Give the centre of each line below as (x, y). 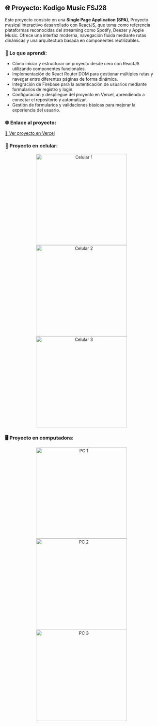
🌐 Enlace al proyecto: (31, 123)
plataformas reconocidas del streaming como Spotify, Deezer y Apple (75, 30)
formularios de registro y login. (43, 89)
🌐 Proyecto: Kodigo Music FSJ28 (56, 8)
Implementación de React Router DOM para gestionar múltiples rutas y (83, 74)
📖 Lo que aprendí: (26, 53)
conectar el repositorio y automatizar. (49, 100)
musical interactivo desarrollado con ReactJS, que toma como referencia (78, 25)
